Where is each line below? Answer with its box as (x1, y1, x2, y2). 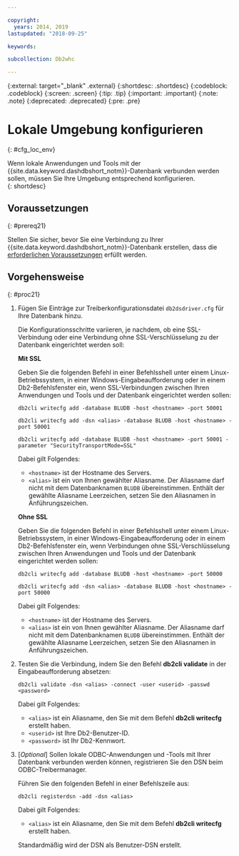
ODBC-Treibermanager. (17, 765, 87, 774)
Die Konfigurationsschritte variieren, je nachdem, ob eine (17, 325, 185, 334)
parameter (17, 442, 48, 449)
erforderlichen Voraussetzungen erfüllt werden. (7, 250, 148, 259)
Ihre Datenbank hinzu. (17, 311, 83, 320)
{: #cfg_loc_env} (7, 146, 56, 154)
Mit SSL (17, 354, 41, 362)
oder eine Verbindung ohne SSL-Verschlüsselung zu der (54, 332, 219, 341)
